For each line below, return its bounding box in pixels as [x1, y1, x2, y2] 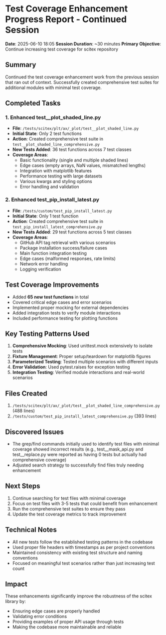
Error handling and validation [19, 183, 79, 190]
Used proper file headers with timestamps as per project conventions [12, 544, 155, 550]
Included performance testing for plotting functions [12, 315, 118, 321]
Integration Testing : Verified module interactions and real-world [12, 369, 145, 375]
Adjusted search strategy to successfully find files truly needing [12, 462, 144, 468]
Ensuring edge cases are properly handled [12, 608, 100, 614]
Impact [5, 580, 27, 588]
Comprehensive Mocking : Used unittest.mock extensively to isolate [12, 343, 153, 349]
